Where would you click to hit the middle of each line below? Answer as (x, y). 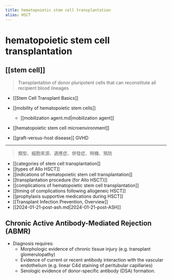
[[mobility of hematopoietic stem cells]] (54, 108)
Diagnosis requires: (33, 244)
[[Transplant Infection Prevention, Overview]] (60, 201)
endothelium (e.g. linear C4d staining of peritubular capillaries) (87, 266)
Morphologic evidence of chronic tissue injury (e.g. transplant (85, 249)
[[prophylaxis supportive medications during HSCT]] (68, 196)
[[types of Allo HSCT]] (36, 169)
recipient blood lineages (43, 88)
